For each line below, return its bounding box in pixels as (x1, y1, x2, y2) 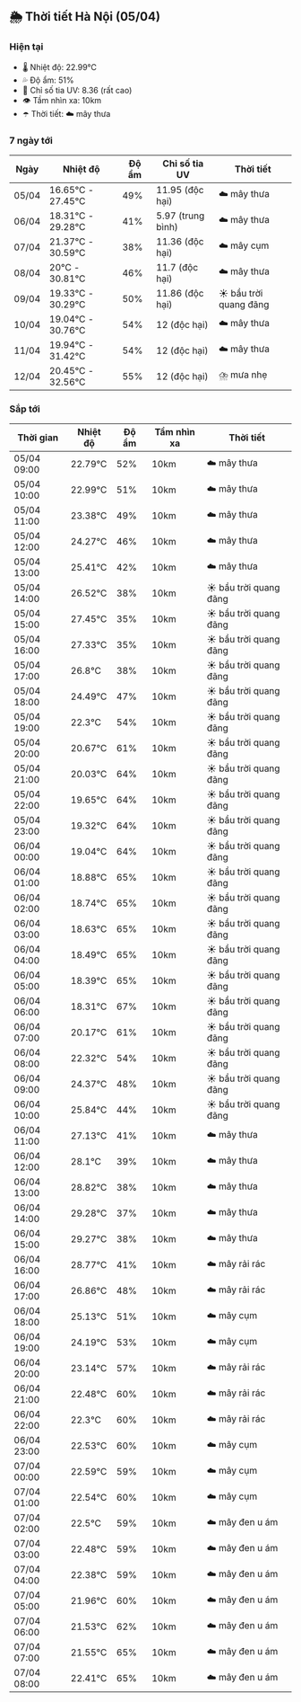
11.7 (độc (156, 261, 199, 273)
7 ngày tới (9, 134, 54, 146)
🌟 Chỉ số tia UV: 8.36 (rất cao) (21, 84, 133, 95)
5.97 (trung (156, 209, 205, 222)
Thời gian (17, 431, 59, 444)
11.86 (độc (156, 287, 204, 299)
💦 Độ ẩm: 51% (21, 75, 74, 85)
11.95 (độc (156, 183, 204, 196)
